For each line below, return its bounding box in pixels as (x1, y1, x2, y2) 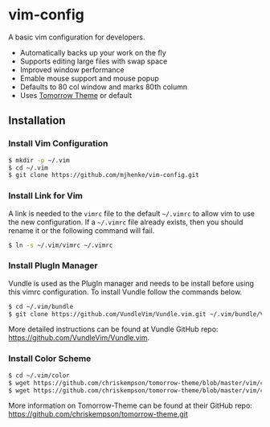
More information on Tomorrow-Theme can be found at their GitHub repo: (8, 400, 253, 411)
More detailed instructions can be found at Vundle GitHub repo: (8, 324, 219, 335)
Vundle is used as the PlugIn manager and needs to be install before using (8, 278, 255, 288)
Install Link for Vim (8, 191, 83, 202)
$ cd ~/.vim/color (8, 372, 70, 380)
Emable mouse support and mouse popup (19, 73, 159, 83)
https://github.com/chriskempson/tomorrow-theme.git (8, 409, 188, 419)
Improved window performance (19, 64, 125, 74)
